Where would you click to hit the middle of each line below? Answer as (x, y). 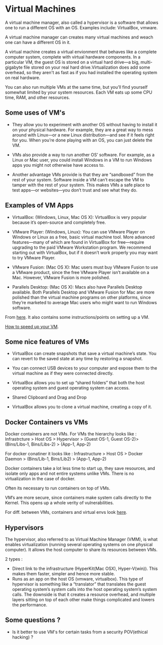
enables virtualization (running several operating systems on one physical (79, 544)
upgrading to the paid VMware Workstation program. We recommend (81, 247)
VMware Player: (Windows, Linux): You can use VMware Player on (78, 232)
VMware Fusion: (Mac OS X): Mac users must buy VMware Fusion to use (85, 267)
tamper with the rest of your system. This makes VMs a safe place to (81, 185)
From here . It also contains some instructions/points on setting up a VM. (77, 317)
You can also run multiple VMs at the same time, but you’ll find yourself (76, 87)
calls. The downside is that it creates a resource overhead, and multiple (84, 594)
